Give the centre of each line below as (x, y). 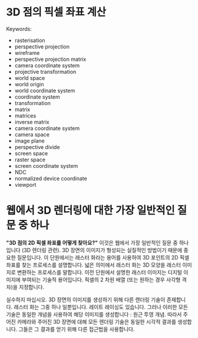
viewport (25, 184)
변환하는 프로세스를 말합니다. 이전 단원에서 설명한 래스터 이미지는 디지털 (100, 272)
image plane (30, 141)
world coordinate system (45, 90)
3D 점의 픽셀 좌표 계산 (56, 12)
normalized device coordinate (51, 178)
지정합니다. (32, 287)
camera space (32, 134)
